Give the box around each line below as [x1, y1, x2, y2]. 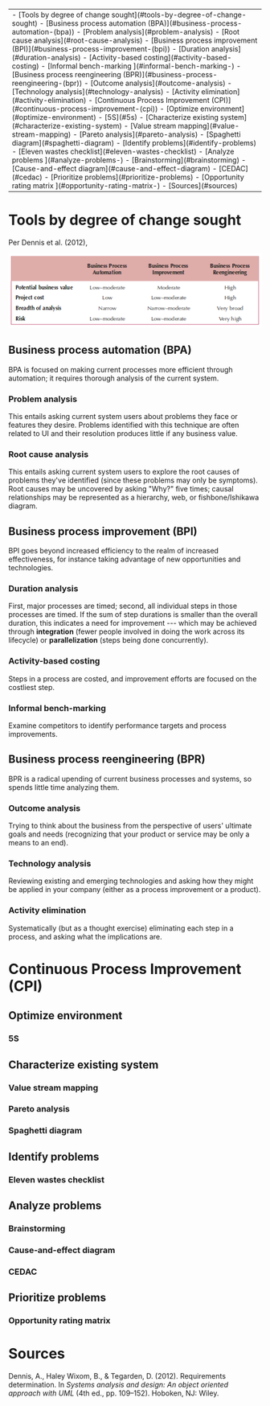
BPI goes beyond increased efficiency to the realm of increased [8, 546, 219, 556]
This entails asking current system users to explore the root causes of [8, 467, 239, 477]
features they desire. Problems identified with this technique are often [8, 420, 239, 430]
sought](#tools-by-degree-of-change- [111, 10, 247, 19]
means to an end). [8, 838, 69, 848]
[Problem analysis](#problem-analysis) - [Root [82, 27, 239, 36]
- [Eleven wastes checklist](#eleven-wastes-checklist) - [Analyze [11, 146, 235, 156]
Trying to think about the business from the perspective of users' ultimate [8, 821, 252, 831]
